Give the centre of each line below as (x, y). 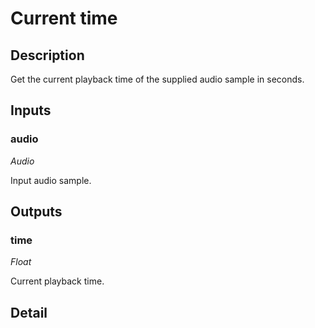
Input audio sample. (51, 180)
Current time (64, 18)
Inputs (31, 110)
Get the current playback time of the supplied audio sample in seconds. (157, 79)
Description (47, 55)
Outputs (36, 212)
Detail (29, 312)
